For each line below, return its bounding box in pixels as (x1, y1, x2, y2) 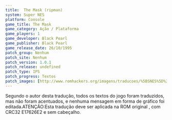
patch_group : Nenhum (5, 50, 50, 55)
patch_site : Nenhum (5, 55, 47, 60)
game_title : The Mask (5, 21, 52, 27)
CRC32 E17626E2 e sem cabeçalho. (5, 109, 81, 115)
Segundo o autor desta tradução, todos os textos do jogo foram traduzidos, (5, 92, 165, 99)
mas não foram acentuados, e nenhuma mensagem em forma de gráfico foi (5, 98, 165, 104)
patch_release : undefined (5, 64, 60, 69)
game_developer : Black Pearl (5, 36, 68, 41)
